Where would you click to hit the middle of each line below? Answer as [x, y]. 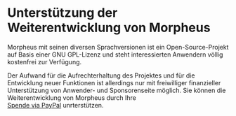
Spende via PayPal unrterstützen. [55, 105]
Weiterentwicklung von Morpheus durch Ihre [72, 97]
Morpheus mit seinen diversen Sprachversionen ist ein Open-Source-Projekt [118, 47]
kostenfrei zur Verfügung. [45, 61]
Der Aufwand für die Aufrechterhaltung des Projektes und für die [101, 75]
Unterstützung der [63, 13]
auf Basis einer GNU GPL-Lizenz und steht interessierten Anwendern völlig [115, 55]
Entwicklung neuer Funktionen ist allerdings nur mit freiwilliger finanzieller [114, 82]
